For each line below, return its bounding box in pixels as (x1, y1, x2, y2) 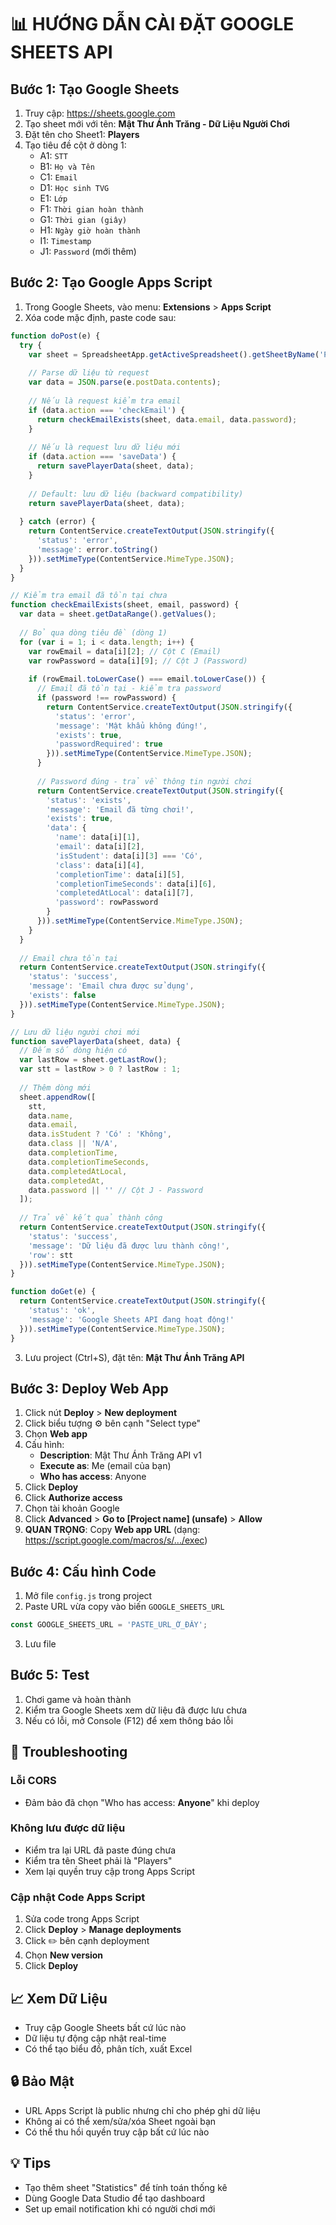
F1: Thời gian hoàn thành (39, 203, 144, 215)
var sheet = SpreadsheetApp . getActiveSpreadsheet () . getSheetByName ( (28, 349, 320, 360)
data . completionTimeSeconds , (28, 1157, 150, 1167)
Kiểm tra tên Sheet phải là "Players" (24, 1854, 173, 1866)
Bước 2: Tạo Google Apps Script (10, 274, 213, 291)
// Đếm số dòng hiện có (19, 1046, 128, 1056)
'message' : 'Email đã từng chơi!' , (46, 804, 195, 815)
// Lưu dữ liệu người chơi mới (10, 1027, 141, 1037)
